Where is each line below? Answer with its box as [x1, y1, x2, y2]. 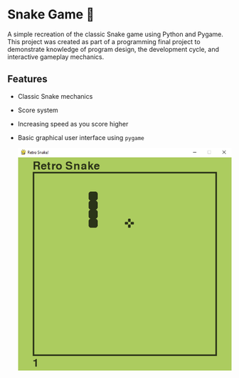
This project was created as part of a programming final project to [7, 37, 201, 45]
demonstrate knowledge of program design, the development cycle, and [7, 45, 219, 53]
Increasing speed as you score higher [17, 119, 129, 128]
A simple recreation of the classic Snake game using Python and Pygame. [7, 30, 224, 38]
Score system [17, 106, 58, 114]
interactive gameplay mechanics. [7, 53, 105, 61]
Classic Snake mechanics [17, 92, 93, 100]
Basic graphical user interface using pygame [17, 133, 144, 141]
